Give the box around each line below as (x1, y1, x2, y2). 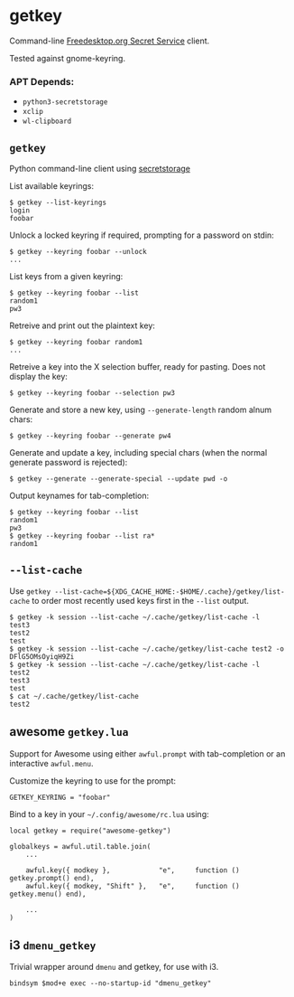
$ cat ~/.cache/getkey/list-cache (9, 691, 140, 701)
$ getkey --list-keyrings (9, 198, 106, 208)
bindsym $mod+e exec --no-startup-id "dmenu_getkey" (9, 979, 212, 988)
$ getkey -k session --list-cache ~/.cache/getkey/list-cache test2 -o (9, 644, 284, 654)
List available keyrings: (9, 181, 95, 192)
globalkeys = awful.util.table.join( (9, 842, 152, 851)
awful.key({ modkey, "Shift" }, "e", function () (25, 881, 241, 890)
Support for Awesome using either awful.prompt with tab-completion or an (9, 748, 286, 759)
